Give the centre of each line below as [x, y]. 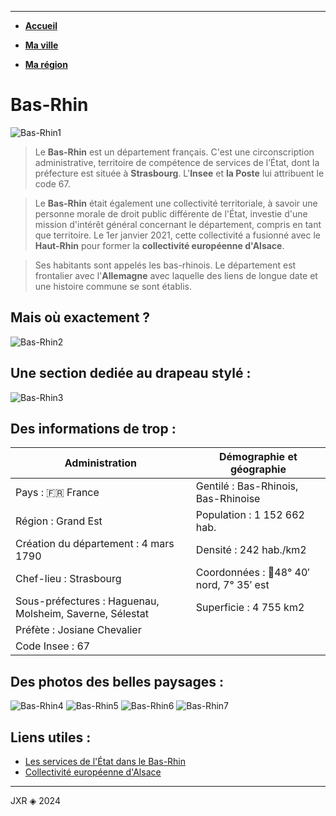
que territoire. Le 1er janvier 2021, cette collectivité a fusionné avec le [178, 235]
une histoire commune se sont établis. [113, 286]
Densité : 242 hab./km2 [251, 550]
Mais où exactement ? [80, 317]
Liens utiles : [51, 737]
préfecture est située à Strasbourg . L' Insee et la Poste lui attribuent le [179, 173]
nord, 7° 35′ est [232, 585]
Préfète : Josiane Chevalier [78, 630]
